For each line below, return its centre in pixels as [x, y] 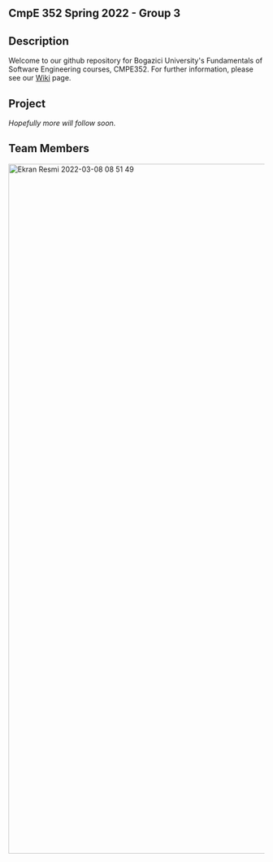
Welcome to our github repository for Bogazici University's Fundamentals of [135, 61]
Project [27, 104]
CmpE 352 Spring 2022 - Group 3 [95, 13]
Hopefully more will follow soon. [62, 123]
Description [39, 41]
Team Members [49, 148]
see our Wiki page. [40, 78]
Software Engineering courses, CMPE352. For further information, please [131, 69]
